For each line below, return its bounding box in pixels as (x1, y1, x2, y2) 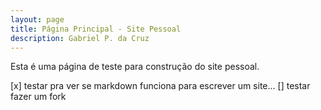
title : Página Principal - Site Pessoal (10, 24, 182, 34)
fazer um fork (10, 91, 67, 103)
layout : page (10, 14, 65, 25)
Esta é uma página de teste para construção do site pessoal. (10, 61, 260, 73)
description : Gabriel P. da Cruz (10, 33, 150, 43)
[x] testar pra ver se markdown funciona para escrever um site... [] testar (10, 80, 311, 92)
